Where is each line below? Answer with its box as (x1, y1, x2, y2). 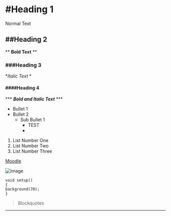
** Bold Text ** (5, 48, 37, 55)
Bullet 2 (12, 111, 29, 118)
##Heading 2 (5, 35, 47, 44)
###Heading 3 (5, 61, 42, 68)
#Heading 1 (5, 4, 54, 15)
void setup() (5, 178, 33, 183)
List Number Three (12, 148, 52, 154)
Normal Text (5, 20, 32, 26)
